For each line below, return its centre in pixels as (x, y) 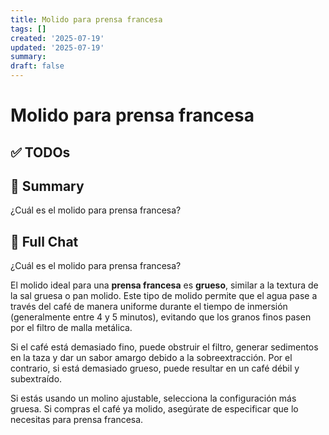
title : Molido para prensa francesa (86, 19)
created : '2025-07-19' (57, 38)
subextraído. (36, 379)
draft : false (37, 66)
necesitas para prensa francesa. (77, 420)
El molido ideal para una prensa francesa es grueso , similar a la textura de (164, 285)
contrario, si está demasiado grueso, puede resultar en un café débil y (155, 368)
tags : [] (28, 29)
